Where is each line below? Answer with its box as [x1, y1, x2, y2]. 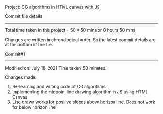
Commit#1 [5, 51, 25, 57]
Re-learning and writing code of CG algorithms [12, 84, 106, 89]
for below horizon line [12, 104, 56, 110]
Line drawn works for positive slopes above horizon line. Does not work [12, 99, 155, 105]
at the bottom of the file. [5, 42, 53, 47]
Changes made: [5, 74, 37, 80]
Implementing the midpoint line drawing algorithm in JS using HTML [12, 89, 148, 95]
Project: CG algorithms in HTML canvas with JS [5, 4, 100, 10]
